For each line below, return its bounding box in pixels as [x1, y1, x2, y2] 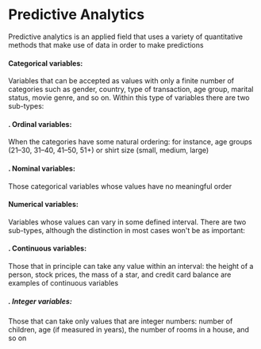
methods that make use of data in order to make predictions [8, 40, 204, 49]
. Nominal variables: [8, 163, 75, 173]
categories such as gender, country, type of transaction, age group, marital [8, 85, 254, 94]
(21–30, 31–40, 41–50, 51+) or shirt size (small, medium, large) [8, 145, 209, 155]
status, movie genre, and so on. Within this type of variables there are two [8, 93, 250, 102]
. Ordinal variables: [8, 119, 72, 128]
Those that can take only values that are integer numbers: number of [8, 316, 233, 326]
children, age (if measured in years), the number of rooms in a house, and [8, 324, 250, 334]
